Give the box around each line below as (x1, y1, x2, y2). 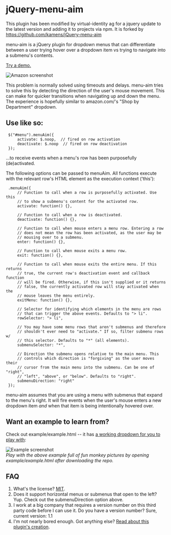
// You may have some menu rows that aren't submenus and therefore (17, 324, 166, 330)
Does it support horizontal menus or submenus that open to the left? (13, 491, 157, 498)
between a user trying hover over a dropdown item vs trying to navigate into (6, 47, 166, 53)
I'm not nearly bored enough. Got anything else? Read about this (13, 519, 150, 525)
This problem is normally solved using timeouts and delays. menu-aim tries (6, 82, 164, 88)
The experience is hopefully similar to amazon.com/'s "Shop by (6, 98, 139, 105)
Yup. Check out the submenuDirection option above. (13, 497, 124, 503)
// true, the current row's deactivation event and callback (17, 271, 150, 276)
